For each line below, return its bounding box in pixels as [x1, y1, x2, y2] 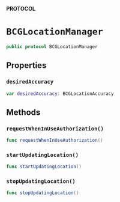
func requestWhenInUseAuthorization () [6, 138, 103, 144]
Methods [6, 107, 41, 117]
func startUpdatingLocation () [6, 164, 82, 170]
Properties [6, 60, 47, 71]
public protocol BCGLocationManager [6, 43, 98, 50]
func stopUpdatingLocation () [6, 190, 79, 196]
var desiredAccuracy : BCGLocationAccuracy [6, 90, 114, 97]
